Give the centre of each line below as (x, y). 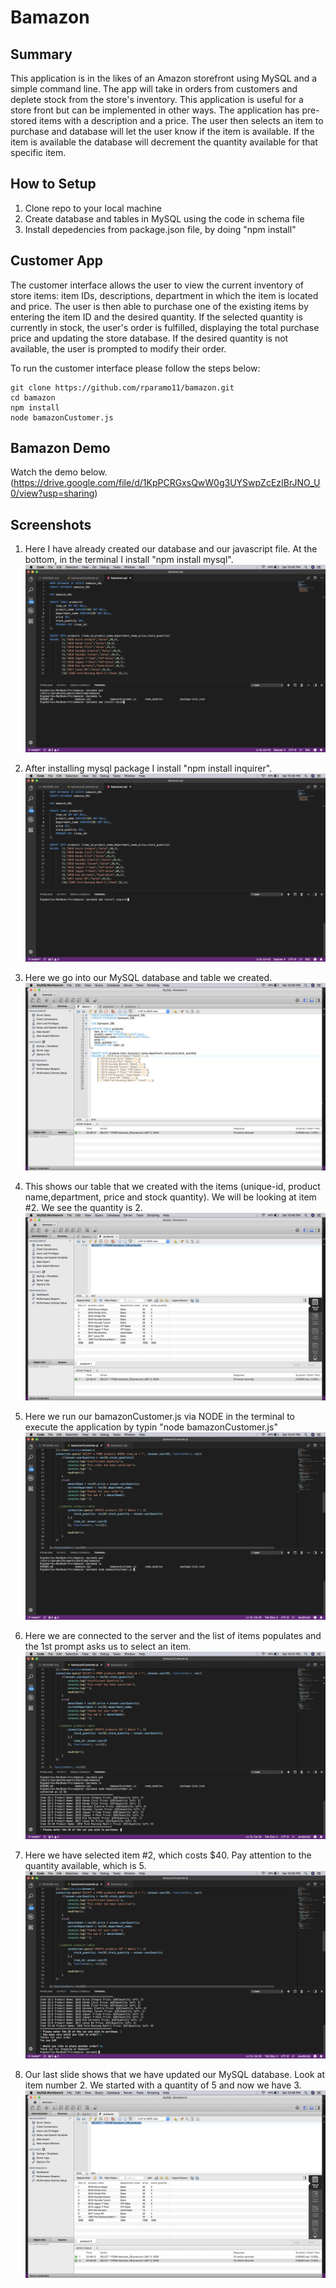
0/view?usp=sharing (52, 493)
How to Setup (53, 184)
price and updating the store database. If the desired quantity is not (149, 338)
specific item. (38, 152)
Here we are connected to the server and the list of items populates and (173, 1635)
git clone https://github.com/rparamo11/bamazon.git (122, 387)
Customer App (57, 261)
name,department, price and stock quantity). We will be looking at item (170, 1197)
